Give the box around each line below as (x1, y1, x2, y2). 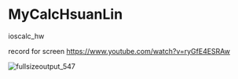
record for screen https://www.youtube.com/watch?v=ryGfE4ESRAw (8, 46, 230, 56)
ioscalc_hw (8, 31, 45, 41)
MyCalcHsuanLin (8, 5, 123, 23)
